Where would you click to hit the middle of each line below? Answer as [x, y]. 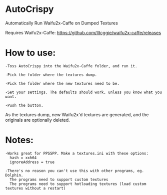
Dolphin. [14, 175]
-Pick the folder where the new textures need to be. [62, 83]
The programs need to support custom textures [59, 180]
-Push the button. [24, 105]
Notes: [19, 140]
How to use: [30, 53]
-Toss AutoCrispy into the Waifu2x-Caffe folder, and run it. [71, 66]
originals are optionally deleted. [37, 120]
